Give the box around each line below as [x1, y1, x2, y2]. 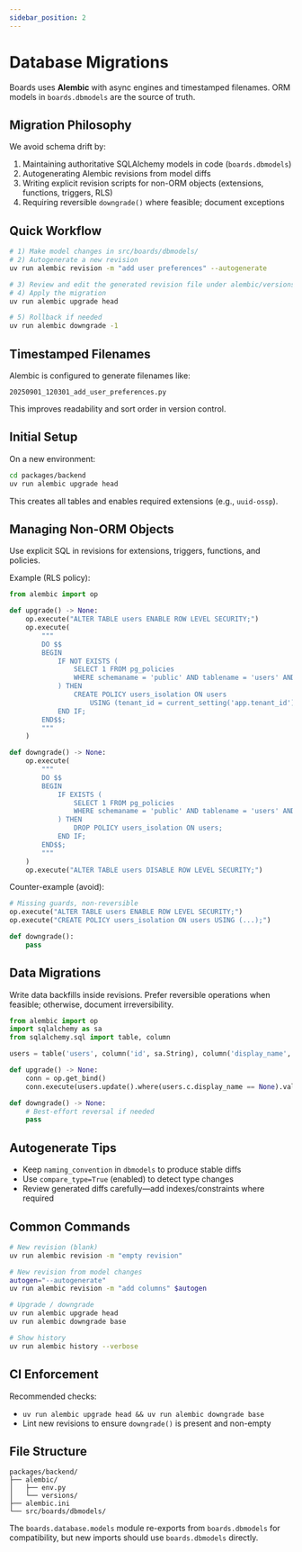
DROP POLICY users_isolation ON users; [73, 823, 223, 833]
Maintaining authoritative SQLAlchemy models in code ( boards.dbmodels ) [22, 159, 292, 169]
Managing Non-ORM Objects [9, 522, 174, 537]
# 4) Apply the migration [9, 288, 106, 297]
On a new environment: [9, 453, 96, 464]
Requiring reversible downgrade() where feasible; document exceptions [22, 197, 285, 208]
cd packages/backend [9, 470, 87, 480]
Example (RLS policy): [9, 573, 91, 584]
